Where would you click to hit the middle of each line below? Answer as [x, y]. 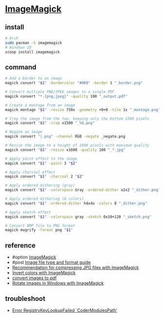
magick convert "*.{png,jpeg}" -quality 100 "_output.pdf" [66, 96]
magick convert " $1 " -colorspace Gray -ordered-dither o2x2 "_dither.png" [83, 190]
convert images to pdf [34, 278]
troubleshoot [25, 299]
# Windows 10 [18, 47]
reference [20, 245]
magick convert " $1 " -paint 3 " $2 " [41, 163]
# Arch [12, 38]
